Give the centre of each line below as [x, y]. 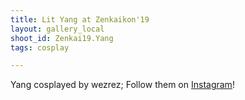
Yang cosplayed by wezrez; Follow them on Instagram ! [122, 85]
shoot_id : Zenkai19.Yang [62, 38]
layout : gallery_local [57, 29]
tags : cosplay [40, 47]
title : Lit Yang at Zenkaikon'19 [80, 19]
